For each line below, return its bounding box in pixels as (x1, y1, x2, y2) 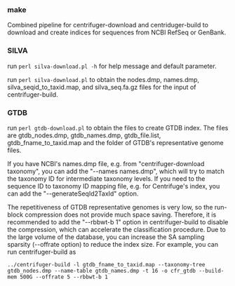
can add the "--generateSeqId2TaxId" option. (7, 189, 139, 198)
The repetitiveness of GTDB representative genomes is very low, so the (7, 203, 213, 211)
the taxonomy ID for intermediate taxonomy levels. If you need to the (7, 174, 206, 183)
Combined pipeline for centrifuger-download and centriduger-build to (7, 21, 209, 29)
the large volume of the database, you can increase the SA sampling (7, 233, 205, 241)
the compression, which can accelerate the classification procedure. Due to (7, 225, 227, 233)
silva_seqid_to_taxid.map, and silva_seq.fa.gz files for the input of (7, 83, 196, 91)
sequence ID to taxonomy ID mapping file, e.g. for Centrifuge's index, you (7, 182, 220, 190)
